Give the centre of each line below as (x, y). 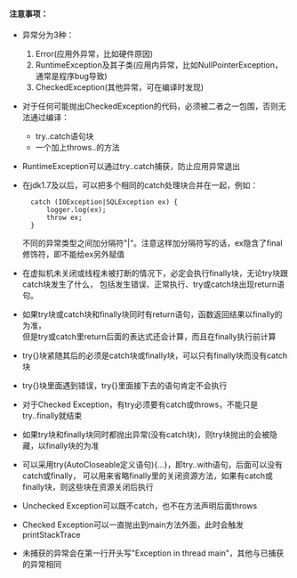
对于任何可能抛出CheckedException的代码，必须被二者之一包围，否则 (150, 106)
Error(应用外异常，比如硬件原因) (94, 54)
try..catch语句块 (64, 136)
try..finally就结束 (52, 416)
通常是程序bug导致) (72, 77)
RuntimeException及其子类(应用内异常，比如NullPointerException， (159, 65)
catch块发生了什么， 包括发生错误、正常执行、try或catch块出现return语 (153, 284)
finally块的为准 (72, 446)
